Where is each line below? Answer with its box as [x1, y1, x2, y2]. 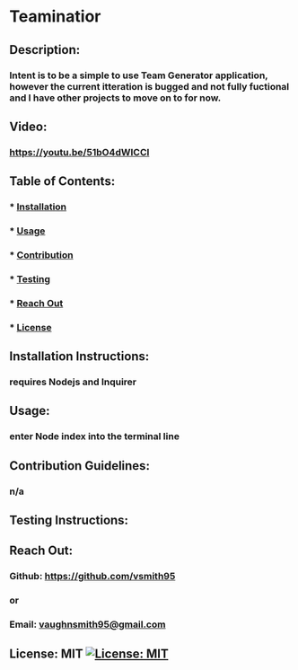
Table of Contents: [9, 173, 116, 190]
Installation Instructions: [9, 348, 150, 365]
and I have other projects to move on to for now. [9, 92, 222, 104]
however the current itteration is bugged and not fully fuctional [9, 80, 290, 93]
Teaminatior [9, 6, 101, 27]
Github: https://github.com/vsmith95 [9, 570, 176, 583]
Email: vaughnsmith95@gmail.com [9, 618, 166, 630]
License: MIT [9, 646, 83, 661]
